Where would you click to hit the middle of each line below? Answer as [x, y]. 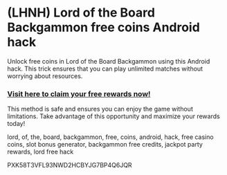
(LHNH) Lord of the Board [81, 13]
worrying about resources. [45, 76]
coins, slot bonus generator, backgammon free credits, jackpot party [105, 145]
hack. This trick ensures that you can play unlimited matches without [105, 68]
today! [16, 124]
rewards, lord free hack [40, 152]
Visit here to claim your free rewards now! [79, 93]
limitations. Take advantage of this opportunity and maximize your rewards [113, 116]
